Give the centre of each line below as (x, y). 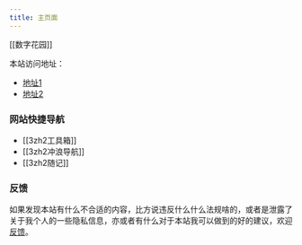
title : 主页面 (34, 17)
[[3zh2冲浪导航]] (53, 151)
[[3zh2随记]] (45, 162)
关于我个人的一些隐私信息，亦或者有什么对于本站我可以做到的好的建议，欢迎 (151, 221)
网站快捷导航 (37, 119)
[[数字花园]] (31, 44)
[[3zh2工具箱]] (49, 140)
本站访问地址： (37, 63)
